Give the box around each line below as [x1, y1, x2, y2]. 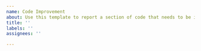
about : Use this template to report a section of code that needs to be [6, 14, 191, 20]
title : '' [6, 20, 31, 26]
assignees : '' [6, 31, 42, 37]
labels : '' [6, 25, 33, 31]
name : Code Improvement [6, 8, 66, 15]
